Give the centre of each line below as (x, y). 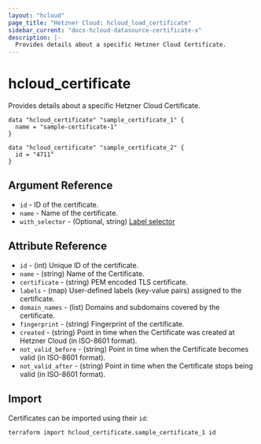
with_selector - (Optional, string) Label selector (97, 221)
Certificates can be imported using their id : (78, 418)
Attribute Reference (58, 246)
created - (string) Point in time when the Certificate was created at (127, 332)
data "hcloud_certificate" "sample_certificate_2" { (96, 148)
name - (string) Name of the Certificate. (82, 274)
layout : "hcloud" (37, 15)
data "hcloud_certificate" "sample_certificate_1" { (96, 120)
